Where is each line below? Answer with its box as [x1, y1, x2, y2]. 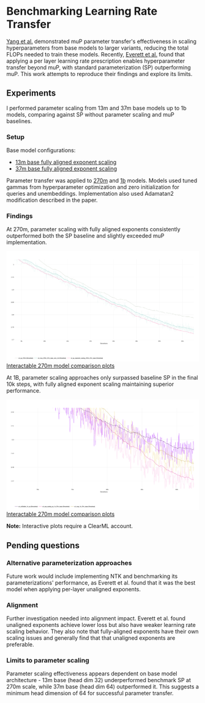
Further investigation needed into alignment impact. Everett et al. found [6, 615, 185, 622]
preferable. [6, 641, 34, 648]
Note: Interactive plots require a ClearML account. [6, 523, 133, 530]
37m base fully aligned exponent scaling [15, 165, 117, 172]
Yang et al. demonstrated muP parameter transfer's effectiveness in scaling [6, 37, 197, 45]
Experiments [6, 88, 56, 99]
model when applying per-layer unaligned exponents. [6, 585, 141, 593]
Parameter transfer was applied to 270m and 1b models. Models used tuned [6, 177, 198, 185]
